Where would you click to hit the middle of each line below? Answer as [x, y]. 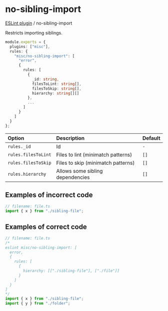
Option [16, 138]
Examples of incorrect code [49, 195]
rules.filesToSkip [29, 163]
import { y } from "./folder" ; [38, 303]
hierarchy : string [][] [55, 93]
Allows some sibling [79, 171]
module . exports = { [25, 42]
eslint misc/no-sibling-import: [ [41, 247]
